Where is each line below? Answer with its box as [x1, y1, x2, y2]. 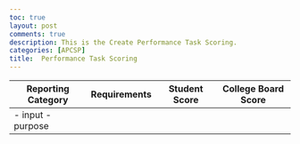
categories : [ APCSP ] [9, 46, 87, 55]
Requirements [90, 88, 152, 100]
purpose [13, 120, 49, 132]
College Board [221, 83, 284, 94]
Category [27, 94, 69, 106]
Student [168, 83, 204, 94]
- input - [13, 108, 52, 121]
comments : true [9, 29, 66, 38]
